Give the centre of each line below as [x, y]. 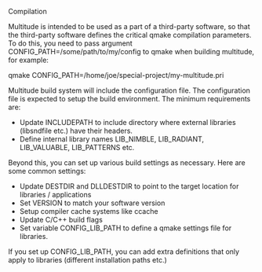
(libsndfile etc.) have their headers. [76, 130]
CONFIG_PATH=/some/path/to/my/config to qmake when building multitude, [131, 51]
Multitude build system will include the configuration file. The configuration [129, 90]
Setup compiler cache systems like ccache [89, 211]
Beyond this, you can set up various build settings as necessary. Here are [127, 163]
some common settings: [47, 171]
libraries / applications [55, 195]
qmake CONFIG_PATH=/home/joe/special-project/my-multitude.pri [116, 75]
